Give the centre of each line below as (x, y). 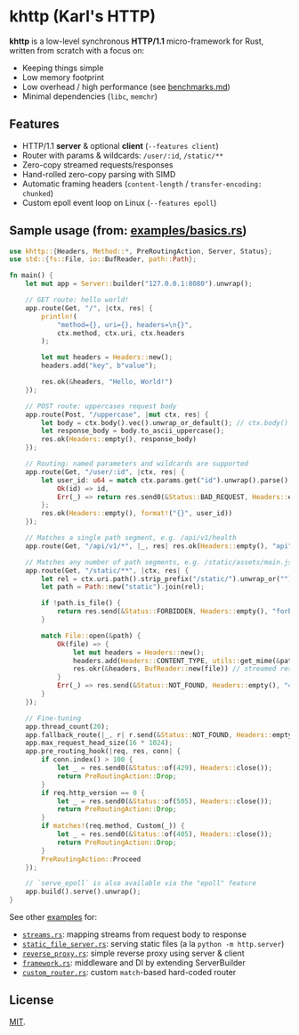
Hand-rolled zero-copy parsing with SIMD (99, 174)
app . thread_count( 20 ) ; (67, 727)
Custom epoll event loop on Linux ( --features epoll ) (119, 202)
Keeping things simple (63, 68)
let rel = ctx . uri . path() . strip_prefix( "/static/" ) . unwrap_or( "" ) (167, 579)
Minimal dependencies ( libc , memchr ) (90, 96)
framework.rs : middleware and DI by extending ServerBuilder (134, 963)
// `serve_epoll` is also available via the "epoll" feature (141, 883)
